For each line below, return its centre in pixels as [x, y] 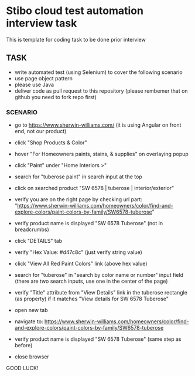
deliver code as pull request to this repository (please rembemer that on [101, 91]
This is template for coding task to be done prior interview [76, 39]
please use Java [34, 84]
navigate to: [29, 321]
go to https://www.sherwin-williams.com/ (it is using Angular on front [98, 125]
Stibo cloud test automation [75, 11]
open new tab [31, 310]
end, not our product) [40, 131]
